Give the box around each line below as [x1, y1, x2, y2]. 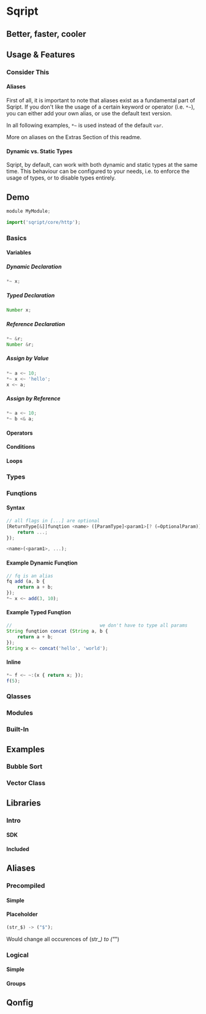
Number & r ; [6, 341, 34, 348]
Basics [6, 234, 27, 242]
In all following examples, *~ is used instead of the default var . [6, 121, 164, 129]
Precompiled [6, 882, 45, 890]
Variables [6, 249, 32, 256]
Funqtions [6, 489, 37, 497]
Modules [6, 709, 34, 717]
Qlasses [6, 692, 31, 701]
